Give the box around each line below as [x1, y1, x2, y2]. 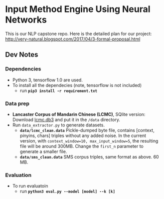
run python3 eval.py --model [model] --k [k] [19, 188, 116, 194]
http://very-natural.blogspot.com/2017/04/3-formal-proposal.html [5, 36, 141, 42]
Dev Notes [5, 50, 38, 59]
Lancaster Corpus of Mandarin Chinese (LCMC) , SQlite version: [12, 111, 146, 117]
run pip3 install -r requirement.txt [19, 87, 98, 93]
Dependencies [5, 65, 41, 72]
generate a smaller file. [19, 148, 67, 154]
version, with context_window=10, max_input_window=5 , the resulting [19, 137, 159, 143]
